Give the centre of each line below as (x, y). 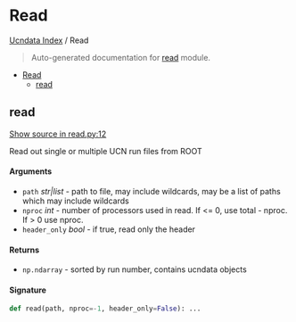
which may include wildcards (75, 201)
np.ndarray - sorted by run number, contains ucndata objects (134, 269)
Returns (25, 250)
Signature (28, 290)
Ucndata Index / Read (49, 40)
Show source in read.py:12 (58, 134)
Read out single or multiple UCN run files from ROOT (106, 151)
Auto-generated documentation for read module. (121, 57)
